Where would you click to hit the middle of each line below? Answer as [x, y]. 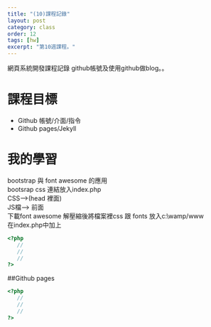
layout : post [27, 21]
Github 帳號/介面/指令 [49, 120]
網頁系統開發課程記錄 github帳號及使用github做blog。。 [88, 68]
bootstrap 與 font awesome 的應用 [58, 180]
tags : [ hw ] [23, 41]
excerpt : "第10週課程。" [42, 47]
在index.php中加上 [34, 225]
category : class [31, 27]
